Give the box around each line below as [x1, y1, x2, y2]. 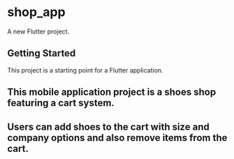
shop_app [7, 4, 66, 20]
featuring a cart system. [7, 97, 115, 109]
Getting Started [7, 47, 76, 59]
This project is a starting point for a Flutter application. [7, 66, 163, 74]
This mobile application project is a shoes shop [7, 86, 217, 98]
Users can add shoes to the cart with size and [7, 121, 210, 132]
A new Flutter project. [7, 27, 70, 36]
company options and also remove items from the [7, 132, 228, 144]
